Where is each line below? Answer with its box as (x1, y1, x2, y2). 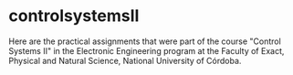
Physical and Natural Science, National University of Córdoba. (8, 55, 242, 66)
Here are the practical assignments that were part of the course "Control (8, 36, 282, 47)
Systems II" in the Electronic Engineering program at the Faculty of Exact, (8, 45, 285, 56)
